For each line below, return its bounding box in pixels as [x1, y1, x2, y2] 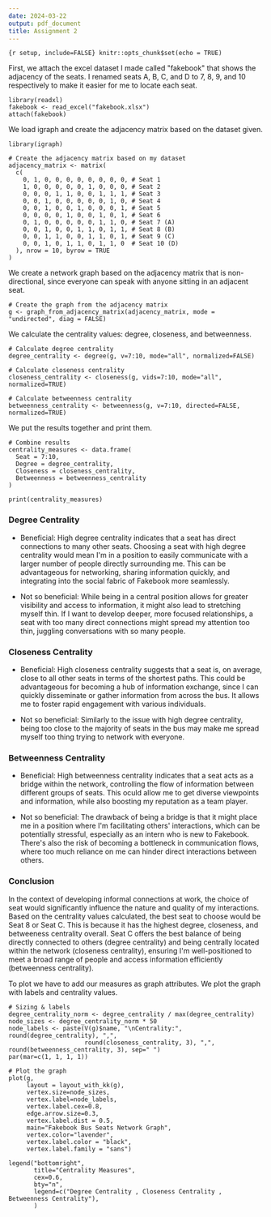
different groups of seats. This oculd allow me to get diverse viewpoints [19, 788, 260, 798]
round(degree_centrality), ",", [8, 1031, 117, 1039]
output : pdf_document [8, 19, 82, 28]
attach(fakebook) [8, 110, 67, 118]
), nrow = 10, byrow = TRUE [15, 246, 111, 255]
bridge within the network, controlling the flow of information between [19, 779, 255, 789]
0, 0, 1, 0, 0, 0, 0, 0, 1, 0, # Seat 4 [23, 197, 161, 205]
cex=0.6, [33, 1173, 63, 1181]
